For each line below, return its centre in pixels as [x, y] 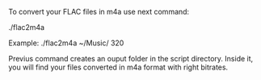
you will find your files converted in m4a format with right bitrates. [118, 67]
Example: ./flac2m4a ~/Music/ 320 [66, 43]
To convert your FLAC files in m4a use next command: [99, 12]
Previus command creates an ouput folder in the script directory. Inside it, [131, 59]
